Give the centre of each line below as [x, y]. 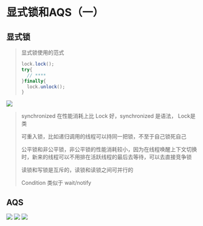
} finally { [34, 81]
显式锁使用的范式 [43, 53]
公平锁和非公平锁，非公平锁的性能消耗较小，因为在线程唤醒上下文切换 [109, 149]
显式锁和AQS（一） [55, 12]
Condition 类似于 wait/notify [56, 183]
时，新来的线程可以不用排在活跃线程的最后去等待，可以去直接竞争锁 [106, 157]
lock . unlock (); [46, 87]
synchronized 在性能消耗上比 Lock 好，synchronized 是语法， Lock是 [108, 116]
